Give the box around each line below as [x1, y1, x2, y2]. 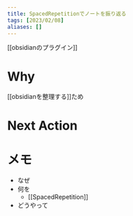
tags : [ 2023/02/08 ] [7, 17, 64, 24]
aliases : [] [7, 23, 42, 30]
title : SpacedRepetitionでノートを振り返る [7, 10, 127, 18]
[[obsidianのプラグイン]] [7, 43, 78, 52]
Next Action [7, 117, 78, 133]
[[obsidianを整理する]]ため [7, 93, 84, 101]
